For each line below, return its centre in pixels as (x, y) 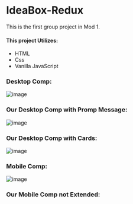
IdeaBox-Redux (45, 10)
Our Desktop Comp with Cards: (52, 138)
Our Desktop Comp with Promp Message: (67, 110)
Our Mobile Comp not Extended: (53, 195)
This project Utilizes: (32, 40)
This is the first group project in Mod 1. (53, 27)
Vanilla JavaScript (37, 66)
